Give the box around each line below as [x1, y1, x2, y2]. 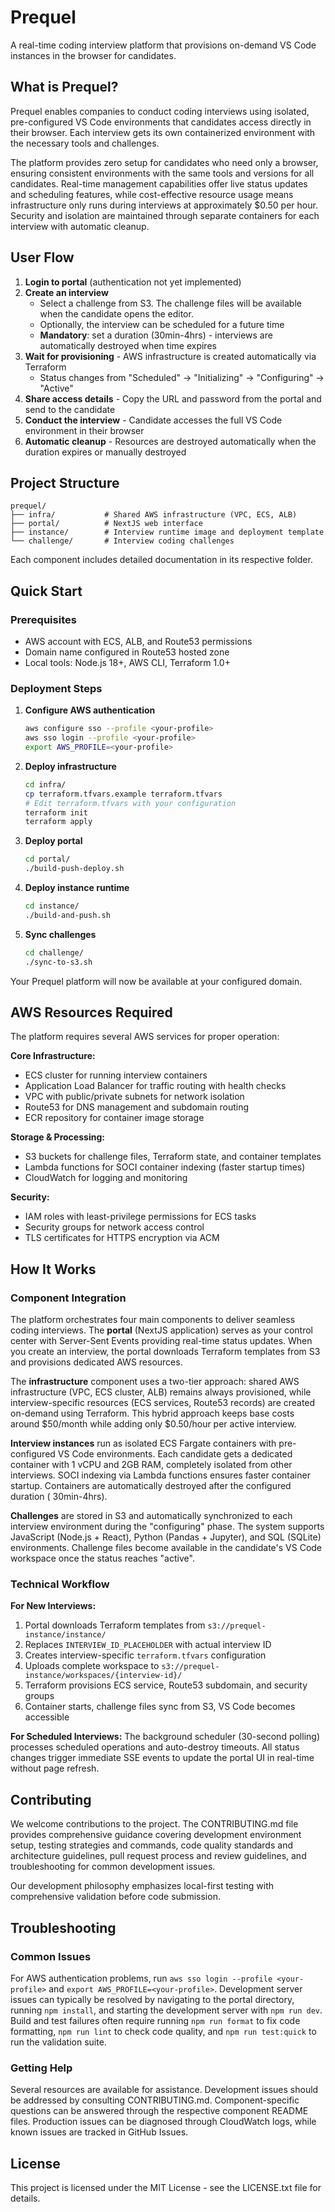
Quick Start [10, 582, 83, 600]
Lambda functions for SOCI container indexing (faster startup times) [24, 1161, 306, 1173]
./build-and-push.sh [24, 910, 111, 920]
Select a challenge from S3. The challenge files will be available [39, 297, 302, 309]
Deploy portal [24, 835, 83, 847]
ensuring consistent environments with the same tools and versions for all [10, 167, 315, 179]
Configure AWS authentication [24, 704, 156, 716]
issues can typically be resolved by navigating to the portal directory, [10, 1993, 295, 2005]
